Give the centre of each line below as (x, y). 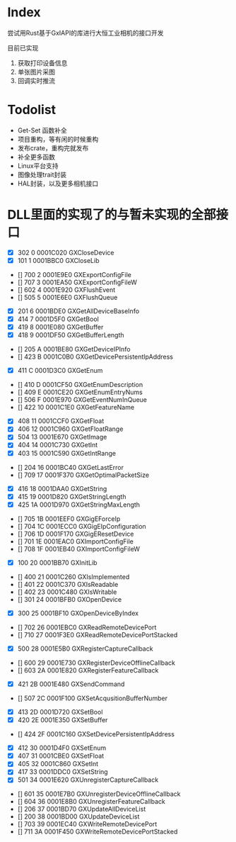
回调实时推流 (36, 80)
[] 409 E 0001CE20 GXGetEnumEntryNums (80, 392)
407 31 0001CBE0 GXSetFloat (61, 756)
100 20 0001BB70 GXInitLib (57, 562)
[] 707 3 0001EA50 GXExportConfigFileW (77, 282)
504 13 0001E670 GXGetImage (62, 437)
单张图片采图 (36, 72)
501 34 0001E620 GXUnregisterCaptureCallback (88, 780)
